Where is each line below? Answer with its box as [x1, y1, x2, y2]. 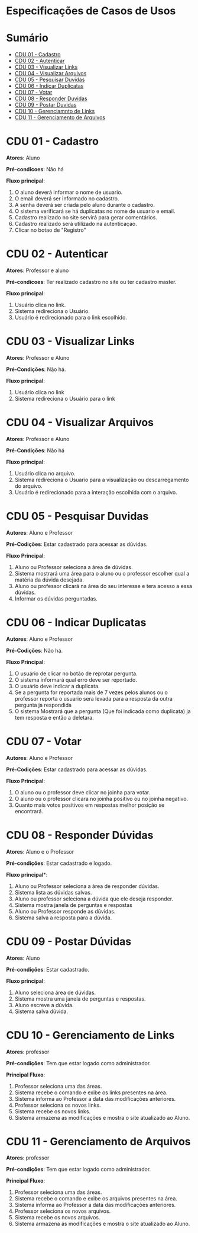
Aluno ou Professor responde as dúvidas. [14, 908, 116, 915]
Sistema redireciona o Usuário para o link [14, 395, 115, 402]
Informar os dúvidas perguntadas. [14, 595, 98, 602]
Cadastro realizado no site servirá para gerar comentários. [14, 214, 158, 221]
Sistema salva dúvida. [14, 1008, 69, 1015]
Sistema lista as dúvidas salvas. [14, 889, 92, 896]
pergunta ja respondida [14, 701, 72, 708]
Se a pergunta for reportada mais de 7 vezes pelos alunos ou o [14, 689, 168, 696]
